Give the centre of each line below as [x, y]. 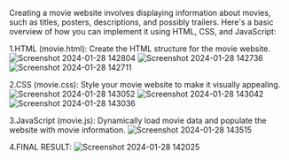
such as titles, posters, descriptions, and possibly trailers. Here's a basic [141, 22]
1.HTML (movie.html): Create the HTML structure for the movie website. [140, 49]
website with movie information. [67, 130]
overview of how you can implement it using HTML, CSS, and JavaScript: [143, 31]
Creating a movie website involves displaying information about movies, [140, 13]
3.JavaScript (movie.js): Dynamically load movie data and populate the [138, 120]
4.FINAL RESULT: [41, 147]
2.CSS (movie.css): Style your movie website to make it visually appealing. [145, 84]
